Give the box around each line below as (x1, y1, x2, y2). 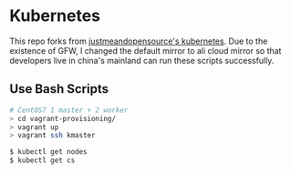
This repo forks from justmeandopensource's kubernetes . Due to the (9, 36, 268, 46)
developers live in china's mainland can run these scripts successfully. (9, 55, 275, 66)
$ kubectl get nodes (9, 148, 88, 157)
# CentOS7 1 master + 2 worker (9, 106, 129, 115)
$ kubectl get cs (9, 156, 76, 165)
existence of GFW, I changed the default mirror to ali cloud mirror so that (9, 45, 282, 56)
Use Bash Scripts (9, 81, 109, 97)
